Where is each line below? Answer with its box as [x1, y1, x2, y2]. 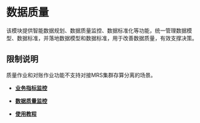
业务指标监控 [15, 84, 47, 91]
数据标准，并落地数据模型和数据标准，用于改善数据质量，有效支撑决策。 [16, 34, 198, 41]
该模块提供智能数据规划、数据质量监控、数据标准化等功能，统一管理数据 [6, 27, 187, 34]
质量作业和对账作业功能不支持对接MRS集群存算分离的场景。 [6, 71, 156, 79]
